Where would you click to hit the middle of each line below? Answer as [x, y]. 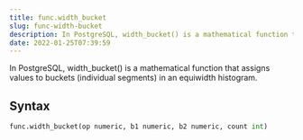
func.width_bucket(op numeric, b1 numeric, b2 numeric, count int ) [139, 127]
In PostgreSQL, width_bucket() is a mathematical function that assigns [140, 68]
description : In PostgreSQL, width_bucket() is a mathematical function [149, 34]
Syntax [30, 105]
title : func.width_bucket [58, 17]
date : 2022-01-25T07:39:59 [60, 43]
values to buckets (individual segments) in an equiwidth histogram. [133, 78]
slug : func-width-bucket [56, 26]
